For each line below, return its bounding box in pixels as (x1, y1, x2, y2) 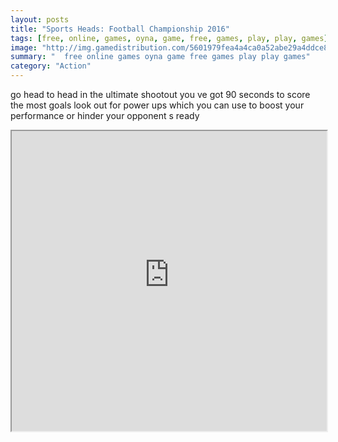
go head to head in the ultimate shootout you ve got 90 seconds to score (10, 89, 311, 100)
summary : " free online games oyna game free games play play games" (10, 52, 311, 62)
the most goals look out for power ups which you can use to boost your (10, 99, 305, 111)
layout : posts (10, 14, 70, 25)
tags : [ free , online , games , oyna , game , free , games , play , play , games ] (10, 33, 329, 43)
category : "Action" (10, 61, 92, 71)
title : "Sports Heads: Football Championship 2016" (10, 24, 230, 34)
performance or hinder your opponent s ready (10, 110, 200, 121)
